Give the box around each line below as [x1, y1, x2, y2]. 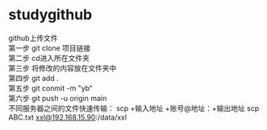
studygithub [8, 6, 93, 24]
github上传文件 [8, 33, 58, 43]
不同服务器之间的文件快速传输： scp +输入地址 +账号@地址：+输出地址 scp [8, 103, 260, 113]
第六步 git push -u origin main [8, 93, 107, 103]
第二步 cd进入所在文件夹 [8, 53, 90, 63]
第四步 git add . [8, 73, 59, 83]
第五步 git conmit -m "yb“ [8, 83, 93, 93]
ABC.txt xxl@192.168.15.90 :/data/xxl [8, 112, 127, 122]
